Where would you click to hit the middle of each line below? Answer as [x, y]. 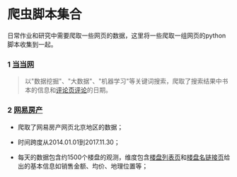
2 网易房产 [25, 110]
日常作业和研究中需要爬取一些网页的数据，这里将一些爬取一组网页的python [117, 35]
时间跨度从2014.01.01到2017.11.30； [69, 142]
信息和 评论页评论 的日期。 [74, 90]
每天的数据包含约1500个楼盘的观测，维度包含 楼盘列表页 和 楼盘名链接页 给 [124, 157]
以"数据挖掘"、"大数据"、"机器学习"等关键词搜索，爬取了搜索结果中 [123, 81]
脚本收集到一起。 [32, 44]
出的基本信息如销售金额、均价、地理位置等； [83, 166]
